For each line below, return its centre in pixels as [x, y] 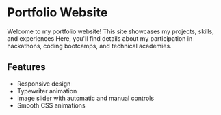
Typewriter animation [47, 91]
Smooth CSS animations [51, 105]
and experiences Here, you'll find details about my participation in [100, 38]
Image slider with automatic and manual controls [86, 98]
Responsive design [44, 84]
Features [26, 67]
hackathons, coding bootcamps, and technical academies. [90, 46]
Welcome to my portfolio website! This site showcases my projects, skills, [110, 31]
